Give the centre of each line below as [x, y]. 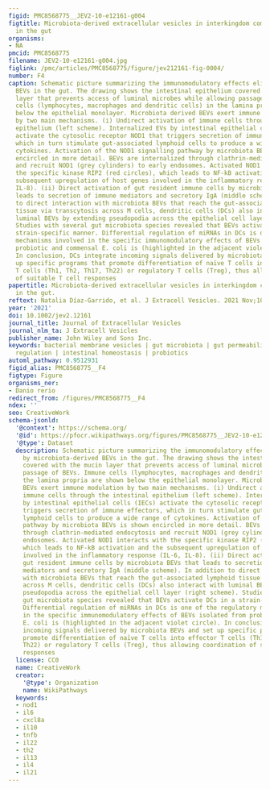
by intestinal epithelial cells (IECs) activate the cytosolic [131, 503]
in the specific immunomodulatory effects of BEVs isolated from [135, 615]
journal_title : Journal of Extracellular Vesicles [95, 323]
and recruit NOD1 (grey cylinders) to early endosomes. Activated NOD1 [138, 166]
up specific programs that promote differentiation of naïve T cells [134, 263]
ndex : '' [23, 405]
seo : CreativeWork [39, 413]
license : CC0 [37, 660]
